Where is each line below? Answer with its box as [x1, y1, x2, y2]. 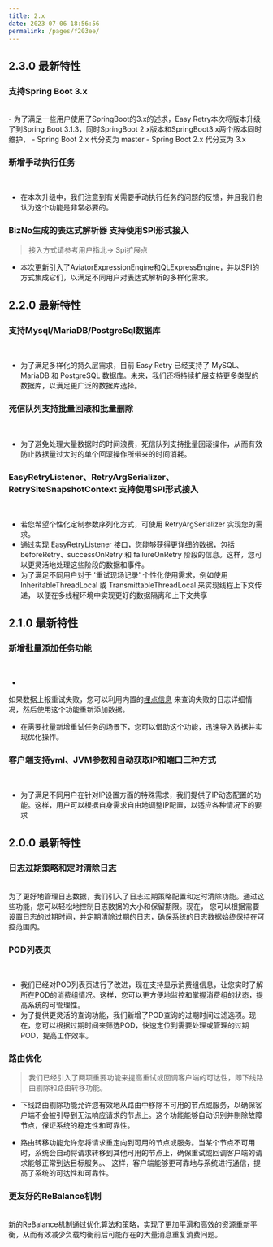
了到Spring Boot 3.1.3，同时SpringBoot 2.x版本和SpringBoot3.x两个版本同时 [8, 124, 262, 134]
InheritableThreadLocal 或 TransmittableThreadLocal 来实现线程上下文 [19, 580, 255, 590]
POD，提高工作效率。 [19, 1030, 93, 1040]
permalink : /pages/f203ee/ [8, 27, 100, 35]
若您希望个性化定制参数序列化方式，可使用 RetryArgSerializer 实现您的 [19, 519, 256, 529]
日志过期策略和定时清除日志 [8, 863, 117, 874]
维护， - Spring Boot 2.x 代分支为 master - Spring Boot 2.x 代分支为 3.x [8, 135, 246, 145]
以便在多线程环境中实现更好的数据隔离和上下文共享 [36, 590, 208, 600]
